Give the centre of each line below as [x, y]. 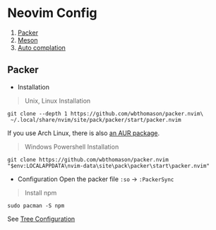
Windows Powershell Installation [72, 146]
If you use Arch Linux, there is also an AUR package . [84, 133]
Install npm [41, 192]
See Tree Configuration [41, 219]
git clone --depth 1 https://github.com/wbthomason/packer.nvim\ [105, 114]
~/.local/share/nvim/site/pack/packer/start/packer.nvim [96, 120]
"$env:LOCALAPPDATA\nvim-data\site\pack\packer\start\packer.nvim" [109, 166]
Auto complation [41, 47]
